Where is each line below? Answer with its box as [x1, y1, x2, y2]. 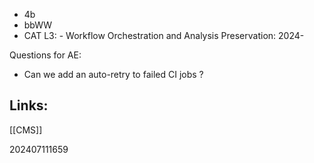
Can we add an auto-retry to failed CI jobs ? [23, 69, 204, 80]
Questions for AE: [9, 49, 82, 61]
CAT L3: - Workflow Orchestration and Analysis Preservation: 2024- [23, 30, 305, 41]
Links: [9, 97, 49, 114]
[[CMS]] [9, 124, 43, 136]
